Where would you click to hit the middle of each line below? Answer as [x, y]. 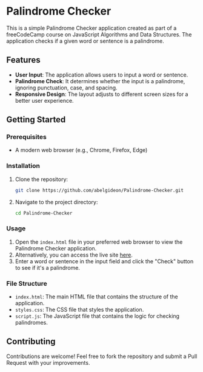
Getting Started [36, 120]
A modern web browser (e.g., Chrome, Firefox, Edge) [81, 150]
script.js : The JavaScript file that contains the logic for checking [97, 316]
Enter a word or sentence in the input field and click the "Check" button [104, 261]
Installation [23, 166]
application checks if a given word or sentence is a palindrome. [85, 41]
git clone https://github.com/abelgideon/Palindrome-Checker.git [99, 190]
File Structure [27, 283]
